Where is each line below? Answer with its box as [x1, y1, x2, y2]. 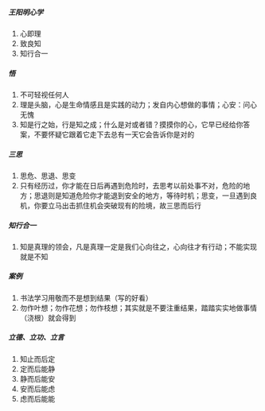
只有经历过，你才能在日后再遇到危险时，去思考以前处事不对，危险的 [19, 180, 244, 190]
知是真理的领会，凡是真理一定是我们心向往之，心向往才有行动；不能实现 [19, 242, 257, 251]
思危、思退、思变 [19, 171, 76, 180]
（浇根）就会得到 [19, 312, 76, 322]
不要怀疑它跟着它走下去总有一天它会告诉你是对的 [33, 130, 195, 139]
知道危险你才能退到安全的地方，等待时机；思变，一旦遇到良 [61, 191, 257, 200]
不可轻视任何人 [19, 90, 69, 99]
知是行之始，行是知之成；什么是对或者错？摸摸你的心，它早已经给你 [19, 119, 244, 129]
